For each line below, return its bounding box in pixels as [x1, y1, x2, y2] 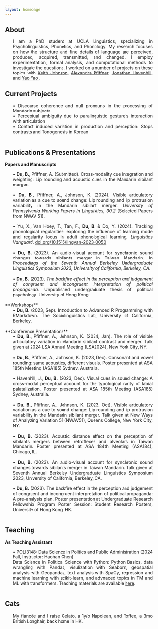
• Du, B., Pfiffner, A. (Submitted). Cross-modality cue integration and [13, 171, 153, 177]
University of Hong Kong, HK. [13, 507, 73, 513]
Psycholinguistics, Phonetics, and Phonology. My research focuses [13, 44, 153, 50]
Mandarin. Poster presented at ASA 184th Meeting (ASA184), [13, 444, 153, 449]
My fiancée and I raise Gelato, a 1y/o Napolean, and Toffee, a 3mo [13, 613, 153, 619]
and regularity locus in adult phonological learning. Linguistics [13, 234, 153, 240]
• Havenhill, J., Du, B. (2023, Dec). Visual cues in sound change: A [13, 375, 153, 381]
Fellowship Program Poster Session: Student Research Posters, [13, 501, 153, 507]
